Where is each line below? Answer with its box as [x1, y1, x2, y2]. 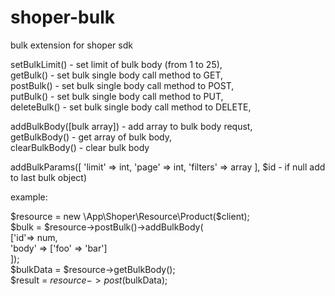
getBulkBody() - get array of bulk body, [10, 131, 173, 143]
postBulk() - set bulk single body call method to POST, [10, 79, 235, 91]
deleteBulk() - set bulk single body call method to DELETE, [10, 101, 252, 113]
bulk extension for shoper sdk [10, 39, 133, 51]
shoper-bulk [10, 6, 116, 29]
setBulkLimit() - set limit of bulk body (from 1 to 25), [10, 58, 223, 70]
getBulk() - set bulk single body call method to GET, [10, 69, 223, 81]
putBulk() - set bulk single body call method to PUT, [10, 90, 224, 102]
